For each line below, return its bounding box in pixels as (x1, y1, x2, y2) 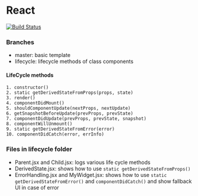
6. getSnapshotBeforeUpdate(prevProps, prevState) (6, 110, 134, 116)
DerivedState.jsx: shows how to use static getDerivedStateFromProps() (14, 165, 191, 172)
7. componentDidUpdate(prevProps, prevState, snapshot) (6, 116, 147, 122)
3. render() (6, 95, 35, 101)
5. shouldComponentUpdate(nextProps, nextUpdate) (6, 105, 131, 112)
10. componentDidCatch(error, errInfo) (6, 131, 105, 137)
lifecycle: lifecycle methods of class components (14, 58, 134, 65)
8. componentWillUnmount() (6, 121, 73, 127)
